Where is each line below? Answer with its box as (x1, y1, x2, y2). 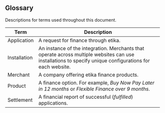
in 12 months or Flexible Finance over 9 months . (38, 85, 150, 92)
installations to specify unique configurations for (38, 57, 150, 64)
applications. (38, 99, 68, 106)
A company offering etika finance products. (38, 71, 138, 78)
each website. (38, 63, 71, 70)
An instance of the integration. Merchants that (38, 45, 144, 52)
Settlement (7, 96, 33, 103)
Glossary (5, 4, 33, 12)
